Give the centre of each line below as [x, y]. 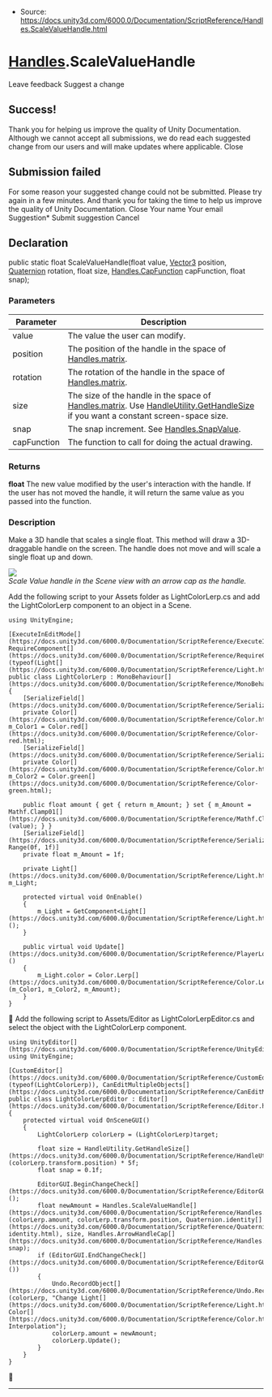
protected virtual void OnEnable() [83, 897]
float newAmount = [68, 1206]
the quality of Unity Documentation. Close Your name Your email [116, 209]
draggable [25, 549]
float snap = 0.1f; [70, 1171]
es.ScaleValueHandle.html [64, 29]
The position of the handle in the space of [147, 348]
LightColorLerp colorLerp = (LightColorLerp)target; [128, 1135]
